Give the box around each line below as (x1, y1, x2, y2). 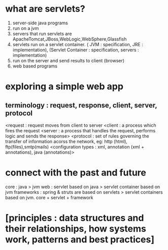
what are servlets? (5, 3, 85, 15)
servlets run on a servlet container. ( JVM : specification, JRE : (12, 41, 143, 47)
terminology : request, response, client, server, (5, 101, 157, 110)
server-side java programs (12, 20, 69, 26)
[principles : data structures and (5, 212, 144, 224)
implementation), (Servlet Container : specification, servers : (12, 47, 139, 53)
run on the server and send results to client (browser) (12, 57, 125, 63)
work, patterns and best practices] (5, 234, 155, 245)
